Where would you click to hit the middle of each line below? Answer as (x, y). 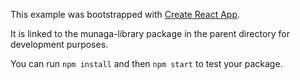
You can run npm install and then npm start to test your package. (146, 63)
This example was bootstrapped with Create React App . (125, 14)
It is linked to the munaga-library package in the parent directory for (150, 33)
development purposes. (59, 44)
